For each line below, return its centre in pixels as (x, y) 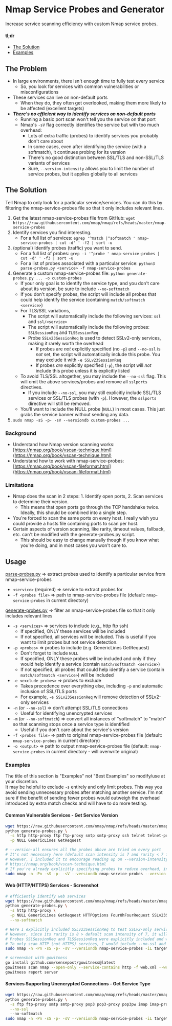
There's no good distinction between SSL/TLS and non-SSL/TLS (96, 157)
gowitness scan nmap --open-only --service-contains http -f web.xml (81, 967)
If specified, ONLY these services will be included (73, 631)
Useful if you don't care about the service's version (74, 730)
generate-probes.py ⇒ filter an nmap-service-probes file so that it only (80, 610)
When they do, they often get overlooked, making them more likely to (93, 103)
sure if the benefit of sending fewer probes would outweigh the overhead (83, 798)
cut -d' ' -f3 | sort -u (47, 258)
